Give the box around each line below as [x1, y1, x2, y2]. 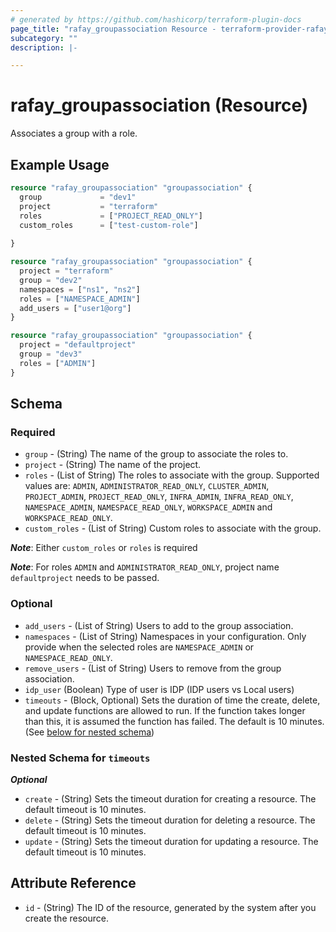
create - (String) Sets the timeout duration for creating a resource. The [24, 792, 317, 805]
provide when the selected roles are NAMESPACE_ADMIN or [24, 641, 255, 653]
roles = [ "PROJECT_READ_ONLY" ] [19, 211, 203, 221]
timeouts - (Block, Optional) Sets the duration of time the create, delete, [24, 694, 321, 706]
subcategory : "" [10, 33, 78, 43]
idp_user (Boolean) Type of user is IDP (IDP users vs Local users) [24, 683, 295, 695]
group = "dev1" [19, 192, 137, 202]
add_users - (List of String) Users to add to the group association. [24, 619, 294, 631]
